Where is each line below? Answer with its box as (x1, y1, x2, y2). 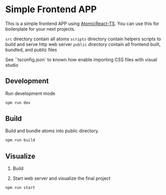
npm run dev (5, 100, 31, 105)
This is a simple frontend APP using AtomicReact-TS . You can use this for (5, 20, 159, 27)
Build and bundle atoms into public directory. (5, 128, 99, 134)
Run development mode (5, 90, 56, 96)
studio (5, 62, 19, 68)
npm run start (5, 185, 36, 190)
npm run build (5, 138, 36, 143)
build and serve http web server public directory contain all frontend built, (5, 41, 161, 47)
